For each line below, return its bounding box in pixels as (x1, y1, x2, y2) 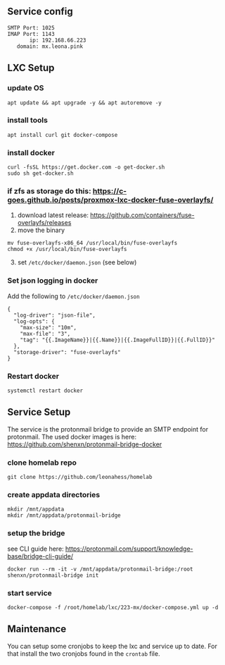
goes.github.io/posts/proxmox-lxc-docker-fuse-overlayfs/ (7, 195, 214, 205)
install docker (7, 147, 55, 157)
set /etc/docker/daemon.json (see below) (17, 258, 137, 267)
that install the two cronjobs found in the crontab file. (7, 649, 160, 658)
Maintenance (7, 623, 67, 635)
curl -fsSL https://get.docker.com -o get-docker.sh (7, 164, 165, 171)
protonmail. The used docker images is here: (7, 432, 137, 441)
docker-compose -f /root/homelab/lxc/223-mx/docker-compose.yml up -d (7, 604, 219, 611)
